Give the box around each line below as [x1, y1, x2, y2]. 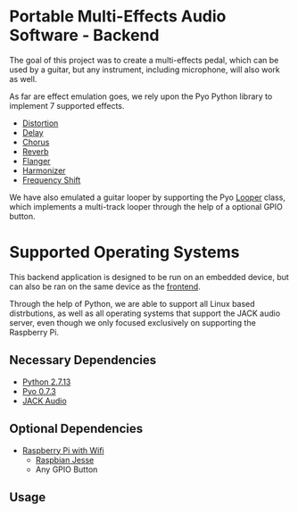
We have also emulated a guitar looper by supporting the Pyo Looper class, [9, 192, 286, 203]
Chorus [21, 137, 50, 147]
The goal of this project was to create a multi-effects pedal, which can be [9, 54, 279, 65]
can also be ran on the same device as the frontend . [9, 281, 201, 292]
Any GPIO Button [35, 464, 98, 475]
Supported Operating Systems [9, 243, 240, 262]
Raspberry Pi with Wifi [21, 444, 104, 456]
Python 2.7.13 [21, 376, 71, 387]
